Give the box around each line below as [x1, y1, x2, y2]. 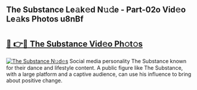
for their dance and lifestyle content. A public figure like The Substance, [6, 64, 183, 71]
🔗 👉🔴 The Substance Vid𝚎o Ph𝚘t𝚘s [6, 39, 143, 49]
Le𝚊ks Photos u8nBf [6, 14, 84, 24]
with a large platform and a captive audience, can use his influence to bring [6, 71, 192, 77]
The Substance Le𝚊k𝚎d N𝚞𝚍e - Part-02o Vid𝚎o [6, 5, 186, 15]
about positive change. [6, 77, 63, 84]
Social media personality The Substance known [69, 58, 187, 64]
